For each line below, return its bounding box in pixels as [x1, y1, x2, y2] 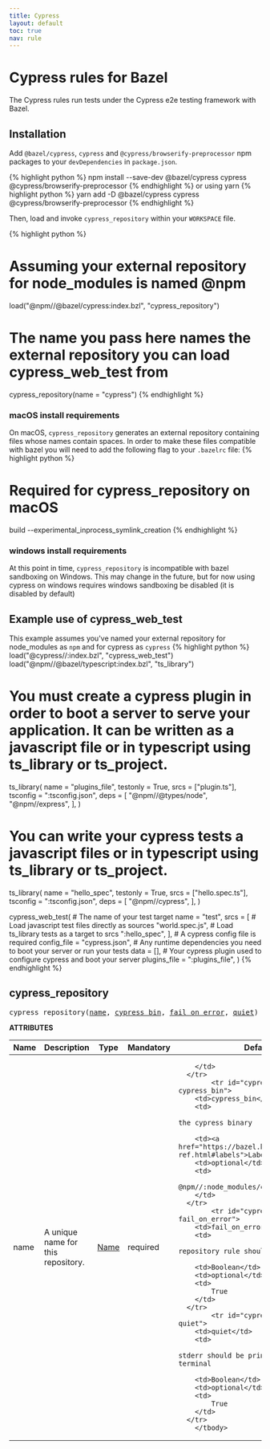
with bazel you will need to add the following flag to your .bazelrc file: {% [9, 445, 252, 454]
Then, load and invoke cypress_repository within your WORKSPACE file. [9, 214, 236, 223]
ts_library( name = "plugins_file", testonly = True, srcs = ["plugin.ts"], [9, 782, 237, 792]
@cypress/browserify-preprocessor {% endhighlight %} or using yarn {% [9, 181, 252, 190]
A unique [43, 1226, 79, 1237]
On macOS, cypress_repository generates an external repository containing [9, 428, 260, 438]
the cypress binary [178, 1117, 253, 1127]
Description [43, 1041, 91, 1052]
